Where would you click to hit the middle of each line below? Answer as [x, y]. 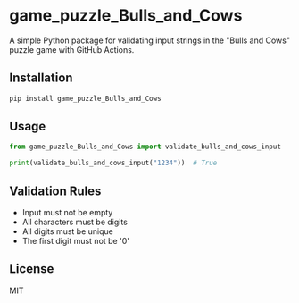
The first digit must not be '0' [75, 241]
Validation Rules [55, 191]
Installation [41, 78]
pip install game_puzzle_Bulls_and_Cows [86, 98]
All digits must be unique [67, 231]
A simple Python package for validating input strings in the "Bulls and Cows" [149, 40]
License [32, 269]
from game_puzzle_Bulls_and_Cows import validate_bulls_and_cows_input [145, 147]
